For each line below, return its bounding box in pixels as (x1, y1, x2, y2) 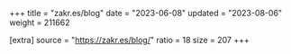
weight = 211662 (9, 17, 70, 28)
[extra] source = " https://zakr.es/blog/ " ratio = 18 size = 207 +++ (9, 35, 250, 45)
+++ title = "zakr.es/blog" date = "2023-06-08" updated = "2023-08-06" (9, 8, 282, 18)
